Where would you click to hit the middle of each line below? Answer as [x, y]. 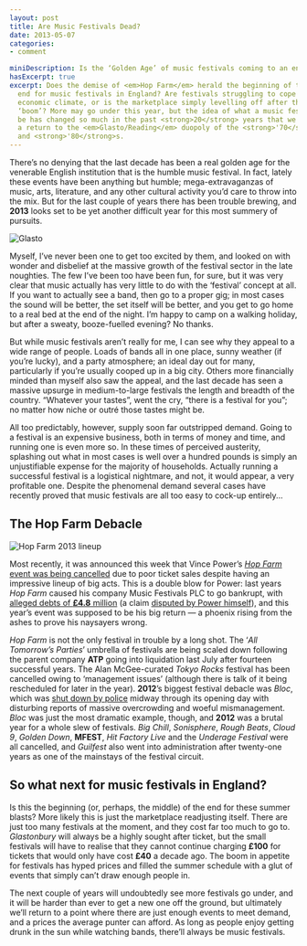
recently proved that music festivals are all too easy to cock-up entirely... [146, 495]
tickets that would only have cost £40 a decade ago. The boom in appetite [150, 856]
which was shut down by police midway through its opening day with [139, 698]
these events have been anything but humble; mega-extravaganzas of [142, 182]
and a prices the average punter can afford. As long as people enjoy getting [152, 922]
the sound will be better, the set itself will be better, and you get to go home [152, 304]
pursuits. [26, 221]
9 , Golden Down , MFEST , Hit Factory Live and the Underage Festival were [149, 737]
